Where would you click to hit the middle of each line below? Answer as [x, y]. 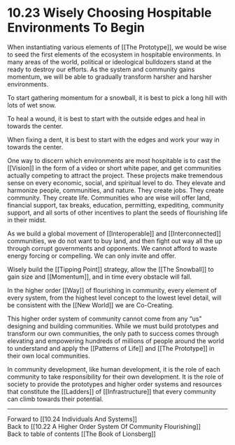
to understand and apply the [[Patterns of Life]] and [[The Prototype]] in [111, 348]
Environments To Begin [76, 28]
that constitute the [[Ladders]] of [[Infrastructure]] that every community [112, 391]
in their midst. [27, 220]
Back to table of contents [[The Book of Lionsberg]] [81, 434]
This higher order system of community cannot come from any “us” [105, 319]
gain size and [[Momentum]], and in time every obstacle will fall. [100, 277]
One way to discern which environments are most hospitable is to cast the [114, 160]
